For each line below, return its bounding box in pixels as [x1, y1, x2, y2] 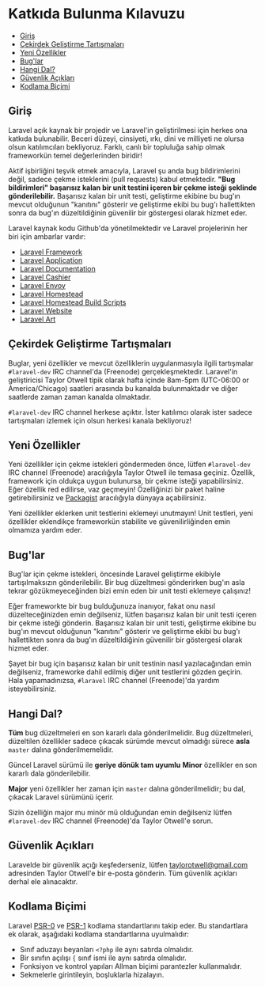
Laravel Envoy [19, 280, 66, 290]
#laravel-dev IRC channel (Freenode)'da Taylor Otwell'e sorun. [8, 816, 214, 826]
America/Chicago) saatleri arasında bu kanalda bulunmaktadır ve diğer [8, 383, 239, 393]
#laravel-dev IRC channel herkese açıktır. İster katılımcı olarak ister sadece [8, 407, 253, 416]
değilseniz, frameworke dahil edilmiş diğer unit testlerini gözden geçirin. [8, 667, 243, 677]
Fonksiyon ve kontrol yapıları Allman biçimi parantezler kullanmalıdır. [19, 961, 243, 970]
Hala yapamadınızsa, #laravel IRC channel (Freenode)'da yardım [8, 676, 220, 685]
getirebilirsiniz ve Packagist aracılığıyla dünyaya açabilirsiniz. [8, 493, 207, 503]
